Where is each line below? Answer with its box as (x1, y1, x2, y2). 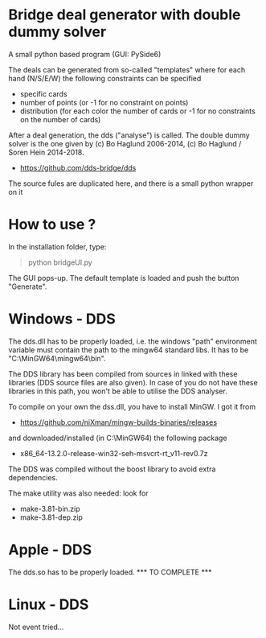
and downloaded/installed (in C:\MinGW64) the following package (8, 433, 227, 442)
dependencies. (8, 472, 58, 482)
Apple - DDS (8, 541, 92, 558)
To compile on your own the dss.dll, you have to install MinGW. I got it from (8, 401, 256, 411)
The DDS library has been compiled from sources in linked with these (8, 368, 238, 379)
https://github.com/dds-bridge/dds (19, 163, 137, 172)
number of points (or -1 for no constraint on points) (19, 97, 189, 107)
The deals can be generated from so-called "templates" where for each (8, 64, 246, 74)
